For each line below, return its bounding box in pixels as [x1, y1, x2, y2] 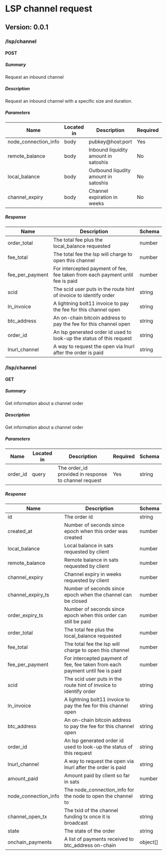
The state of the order [64, 828, 115, 835]
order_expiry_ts [7, 612, 43, 619]
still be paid [64, 618, 91, 625]
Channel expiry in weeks [64, 571, 122, 578]
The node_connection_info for [64, 786, 134, 793]
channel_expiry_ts [7, 591, 50, 598]
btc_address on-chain [64, 842, 116, 849]
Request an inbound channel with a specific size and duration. [5, 98, 133, 104]
